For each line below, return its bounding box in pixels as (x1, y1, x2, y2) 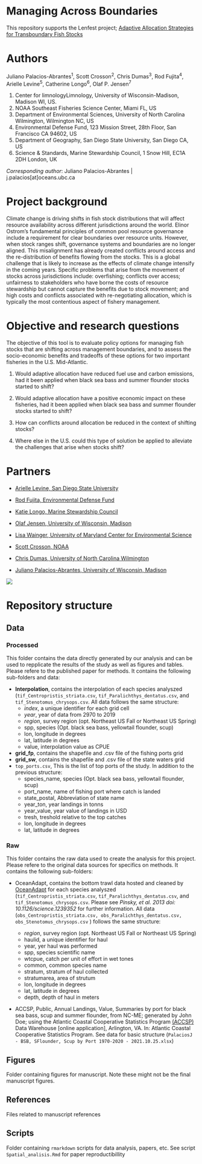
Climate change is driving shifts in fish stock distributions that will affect (6, 215, 185, 222)
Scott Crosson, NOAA (14, 543, 69, 550)
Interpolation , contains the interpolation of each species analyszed (14, 685, 183, 693)
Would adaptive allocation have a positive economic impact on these (14, 395, 186, 402)
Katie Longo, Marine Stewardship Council (14, 508, 119, 515)
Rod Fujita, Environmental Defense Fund (14, 496, 115, 503)
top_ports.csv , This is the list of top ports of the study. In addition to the (14, 762, 194, 769)
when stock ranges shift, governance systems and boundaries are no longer (6, 241, 196, 248)
